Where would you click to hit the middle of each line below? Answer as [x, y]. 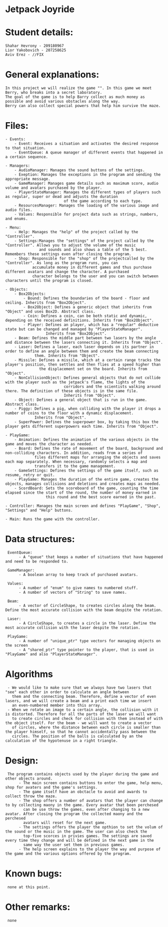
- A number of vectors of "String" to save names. [73, 592]
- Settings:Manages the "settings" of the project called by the [84, 241]
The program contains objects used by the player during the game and [83, 774]
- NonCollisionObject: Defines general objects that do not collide [88, 378]
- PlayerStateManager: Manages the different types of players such [88, 192]
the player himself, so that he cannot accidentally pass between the [81, 732]
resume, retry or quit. [30, 475]
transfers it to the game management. [75, 466]
